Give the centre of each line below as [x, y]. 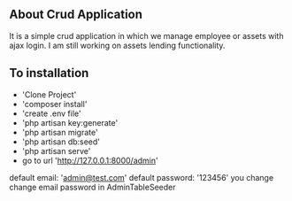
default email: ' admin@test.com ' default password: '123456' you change [142, 177]
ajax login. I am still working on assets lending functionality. [117, 45]
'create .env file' [51, 113]
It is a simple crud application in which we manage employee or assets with [146, 35]
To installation [49, 73]
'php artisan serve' [56, 151]
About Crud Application [76, 15]
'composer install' [54, 104]
